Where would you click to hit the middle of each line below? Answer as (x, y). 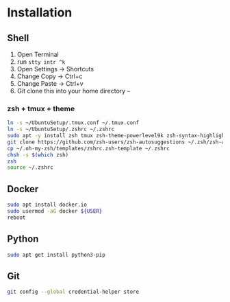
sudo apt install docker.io (47, 205)
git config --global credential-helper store (73, 292)
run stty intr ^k (41, 62)
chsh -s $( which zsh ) (38, 155)
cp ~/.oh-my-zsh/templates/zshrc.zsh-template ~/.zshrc (88, 148)
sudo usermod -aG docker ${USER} (55, 211)
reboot (16, 218)
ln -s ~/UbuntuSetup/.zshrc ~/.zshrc (61, 129)
